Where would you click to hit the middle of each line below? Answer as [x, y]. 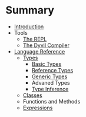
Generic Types [49, 76]
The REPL [35, 39]
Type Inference [50, 89]
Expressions [38, 108]
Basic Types [47, 64]
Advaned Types [51, 82]
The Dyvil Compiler [46, 45]
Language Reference [39, 51]
